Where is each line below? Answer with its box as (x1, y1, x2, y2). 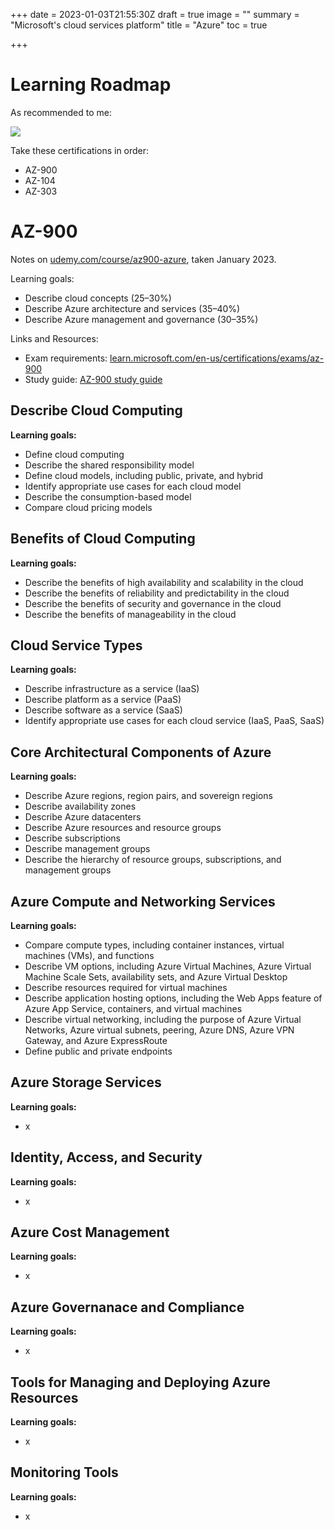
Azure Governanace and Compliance (10, 1299, 245, 1316)
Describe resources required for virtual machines (24, 981, 228, 993)
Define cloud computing (24, 448, 125, 460)
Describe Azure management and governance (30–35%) (24, 313, 259, 325)
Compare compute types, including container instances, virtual (24, 939, 285, 951)
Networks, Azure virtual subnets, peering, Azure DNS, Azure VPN (24, 1024, 295, 1036)
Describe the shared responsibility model (24, 459, 195, 471)
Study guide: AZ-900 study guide (24, 373, 163, 385)
